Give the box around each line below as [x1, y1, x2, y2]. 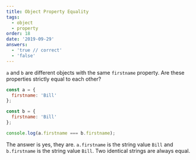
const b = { [6, 108, 36, 114]
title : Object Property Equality [6, 8, 89, 15]
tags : [6, 14, 20, 20]
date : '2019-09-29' [6, 36, 55, 42]
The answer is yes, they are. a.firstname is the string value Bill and [6, 140, 173, 148]
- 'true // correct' [11, 47, 62, 53]
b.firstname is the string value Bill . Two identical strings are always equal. [6, 147, 191, 154]
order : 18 [6, 31, 31, 37]
